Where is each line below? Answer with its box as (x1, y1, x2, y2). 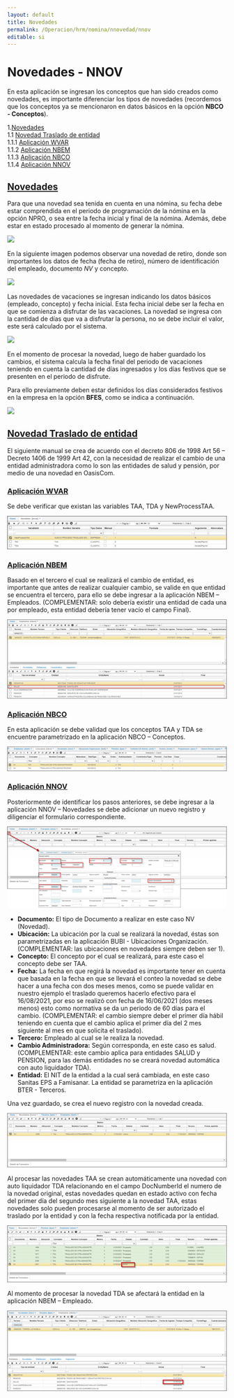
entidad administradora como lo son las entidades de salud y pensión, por (7, 461, 219, 470)
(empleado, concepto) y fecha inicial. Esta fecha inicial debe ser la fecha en (7, 300, 224, 308)
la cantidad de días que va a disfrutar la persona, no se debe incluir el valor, (7, 315, 225, 323)
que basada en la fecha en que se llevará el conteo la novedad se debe (17, 974, 222, 982)
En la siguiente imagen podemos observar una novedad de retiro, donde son (7, 250, 227, 258)
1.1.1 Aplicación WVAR (7, 138, 69, 147)
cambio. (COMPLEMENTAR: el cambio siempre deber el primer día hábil (17, 1011, 224, 1020)
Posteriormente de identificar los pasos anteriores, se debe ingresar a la (7, 798, 214, 806)
